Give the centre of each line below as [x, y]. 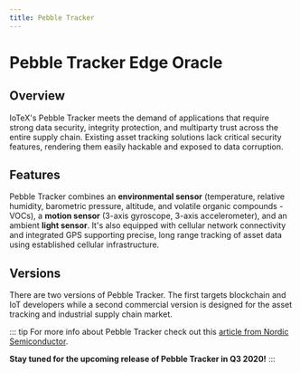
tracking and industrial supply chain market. [91, 314]
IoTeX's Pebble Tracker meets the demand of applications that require [139, 118]
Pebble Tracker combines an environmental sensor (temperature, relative [147, 196]
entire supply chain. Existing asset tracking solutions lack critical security [145, 137]
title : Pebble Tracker [52, 18]
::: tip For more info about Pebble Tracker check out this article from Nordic [149, 332]
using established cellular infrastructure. [84, 244]
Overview [37, 96]
